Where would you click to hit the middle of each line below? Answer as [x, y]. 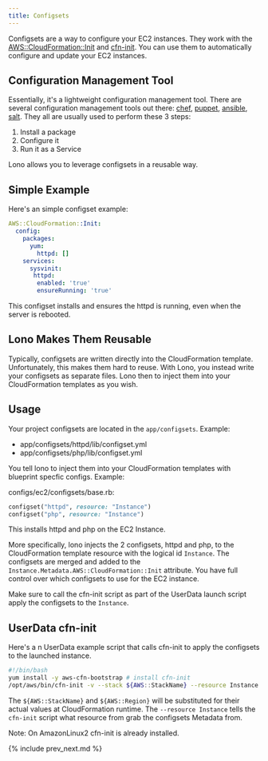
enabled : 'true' [64, 283]
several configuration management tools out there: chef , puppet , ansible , [128, 108]
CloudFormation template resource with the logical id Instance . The [119, 553]
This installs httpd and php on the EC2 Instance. [87, 529]
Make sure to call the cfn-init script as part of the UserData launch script [128, 594]
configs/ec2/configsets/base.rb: [61, 492]
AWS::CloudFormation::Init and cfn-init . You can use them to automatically [130, 47]
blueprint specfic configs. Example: [67, 476]
